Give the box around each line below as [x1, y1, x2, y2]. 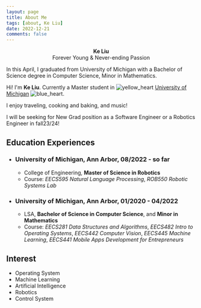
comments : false [6, 31, 47, 37]
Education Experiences [6, 137, 95, 147]
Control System [14, 295, 54, 302]
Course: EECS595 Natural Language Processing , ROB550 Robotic [23, 175, 188, 182]
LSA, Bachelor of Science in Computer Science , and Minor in [23, 211, 179, 218]
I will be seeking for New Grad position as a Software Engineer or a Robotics [6, 114, 196, 121]
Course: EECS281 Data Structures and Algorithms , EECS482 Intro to [23, 223, 194, 230]
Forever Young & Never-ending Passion [52, 54, 150, 61]
